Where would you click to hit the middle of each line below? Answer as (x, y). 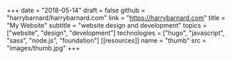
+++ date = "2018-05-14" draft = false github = (76, 10)
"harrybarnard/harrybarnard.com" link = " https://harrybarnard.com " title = (116, 18)
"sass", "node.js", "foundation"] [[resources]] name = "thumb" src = (107, 41)
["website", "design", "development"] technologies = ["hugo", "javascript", (116, 33)
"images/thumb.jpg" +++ (44, 48)
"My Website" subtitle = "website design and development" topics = (107, 25)
